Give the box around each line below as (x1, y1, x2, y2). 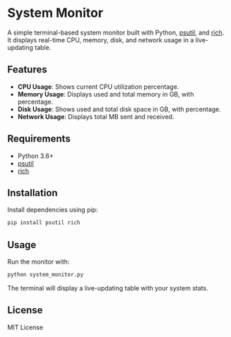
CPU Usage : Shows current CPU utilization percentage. (17, 82, 179, 91)
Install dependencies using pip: (7, 206, 98, 214)
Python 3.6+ (17, 152, 54, 160)
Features (7, 63, 47, 75)
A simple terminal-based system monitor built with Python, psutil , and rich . (7, 28, 225, 37)
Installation (7, 187, 58, 199)
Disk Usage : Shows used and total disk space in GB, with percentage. (17, 104, 221, 114)
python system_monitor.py (7, 271, 83, 278)
